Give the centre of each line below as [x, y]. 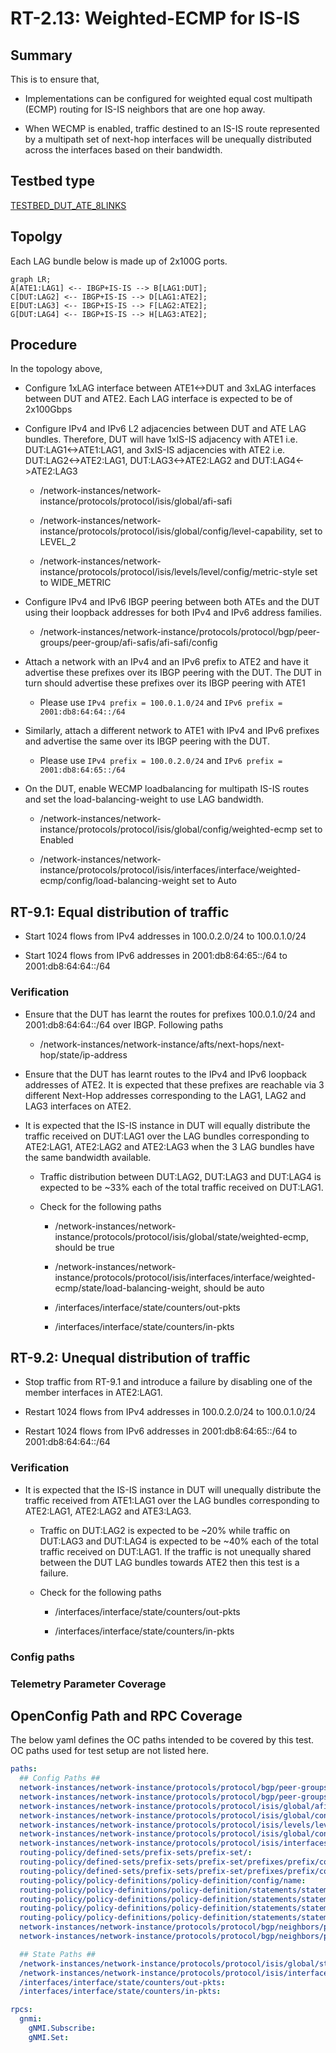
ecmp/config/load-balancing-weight [114, 881]
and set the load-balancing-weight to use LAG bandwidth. [144, 799]
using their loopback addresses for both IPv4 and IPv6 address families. [173, 613]
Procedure [44, 345]
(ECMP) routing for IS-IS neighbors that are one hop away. [145, 109]
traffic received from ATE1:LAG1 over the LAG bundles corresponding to [172, 1500]
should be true [84, 1247]
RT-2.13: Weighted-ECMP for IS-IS [155, 18]
